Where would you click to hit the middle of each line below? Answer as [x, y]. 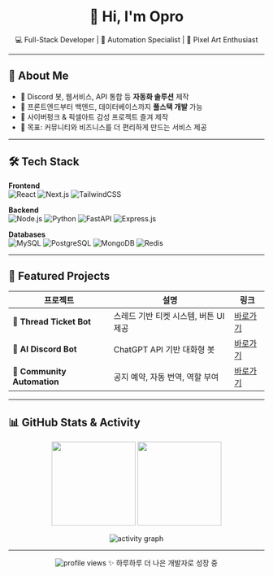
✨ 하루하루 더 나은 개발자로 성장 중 [163, 563]
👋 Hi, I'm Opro [136, 17]
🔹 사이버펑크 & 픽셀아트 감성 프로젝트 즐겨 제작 [94, 116]
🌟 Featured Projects [59, 276]
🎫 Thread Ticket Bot [52, 322]
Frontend [24, 185]
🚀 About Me [39, 76]
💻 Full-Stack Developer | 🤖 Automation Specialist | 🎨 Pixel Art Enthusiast [136, 39]
